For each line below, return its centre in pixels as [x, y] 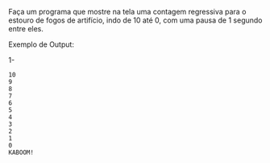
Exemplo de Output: [42, 44]
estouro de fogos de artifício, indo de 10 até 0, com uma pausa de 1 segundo [135, 20]
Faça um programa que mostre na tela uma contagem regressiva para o [127, 12]
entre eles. [26, 29]
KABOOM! [21, 153]
